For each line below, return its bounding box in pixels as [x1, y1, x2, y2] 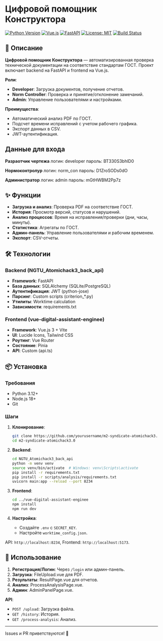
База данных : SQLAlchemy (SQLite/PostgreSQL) [12, 283, 111, 289]
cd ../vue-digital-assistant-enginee [12, 497, 89, 503]
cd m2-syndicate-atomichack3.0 [12, 438, 76, 443]
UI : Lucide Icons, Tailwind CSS [12, 332, 74, 338]
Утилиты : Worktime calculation [12, 299, 76, 305]
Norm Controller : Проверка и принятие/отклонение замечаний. [12, 91, 144, 97]
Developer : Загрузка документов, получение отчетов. [12, 86, 124, 92]
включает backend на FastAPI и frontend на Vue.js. [5, 67, 109, 73]
